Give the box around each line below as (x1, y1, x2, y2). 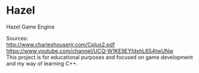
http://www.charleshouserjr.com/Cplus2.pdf (6, 41, 115, 48)
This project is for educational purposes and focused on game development (6, 53, 193, 61)
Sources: (6, 34, 29, 42)
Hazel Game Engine (6, 23, 55, 30)
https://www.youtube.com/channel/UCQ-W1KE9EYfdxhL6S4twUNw (6, 47, 174, 54)
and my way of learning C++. (6, 60, 78, 67)
